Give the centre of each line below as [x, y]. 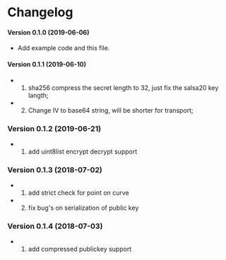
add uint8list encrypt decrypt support [83, 151]
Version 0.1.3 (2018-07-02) [55, 169]
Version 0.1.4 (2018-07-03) [55, 226]
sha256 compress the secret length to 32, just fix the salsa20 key [123, 87]
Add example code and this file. [64, 48]
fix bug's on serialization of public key [83, 208]
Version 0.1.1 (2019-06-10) [47, 64]
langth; [38, 95]
